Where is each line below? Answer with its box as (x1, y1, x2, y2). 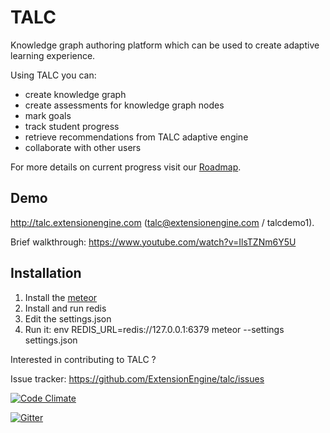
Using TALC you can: (10, 69, 97, 81)
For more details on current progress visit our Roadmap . (10, 161, 242, 173)
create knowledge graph (24, 88, 127, 100)
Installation (10, 265, 82, 282)
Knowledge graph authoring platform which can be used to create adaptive (10, 39, 320, 51)
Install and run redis (24, 302, 107, 314)
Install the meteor (24, 291, 98, 303)
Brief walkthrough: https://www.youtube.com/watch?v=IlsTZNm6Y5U (10, 236, 297, 248)
